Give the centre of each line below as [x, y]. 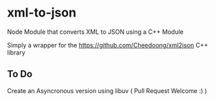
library [16, 52]
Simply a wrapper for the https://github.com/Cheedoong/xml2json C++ [107, 45]
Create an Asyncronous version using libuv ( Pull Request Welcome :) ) [107, 90]
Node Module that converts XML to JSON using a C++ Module [95, 32]
